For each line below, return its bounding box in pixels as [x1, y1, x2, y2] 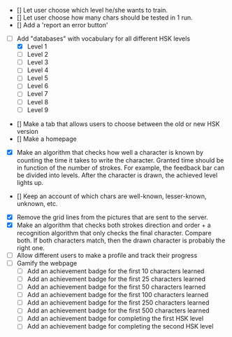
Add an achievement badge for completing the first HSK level [27, 315, 204, 323]
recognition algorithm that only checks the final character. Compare [16, 228, 212, 237]
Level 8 [27, 97, 49, 106]
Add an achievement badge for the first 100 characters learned [27, 291, 209, 299]
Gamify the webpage [16, 259, 78, 267]
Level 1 [27, 42, 48, 51]
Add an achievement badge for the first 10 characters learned [27, 266, 205, 275]
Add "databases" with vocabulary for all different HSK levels [16, 34, 190, 43]
